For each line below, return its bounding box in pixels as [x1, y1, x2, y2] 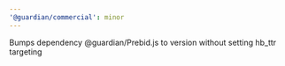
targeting [9, 46, 42, 57]
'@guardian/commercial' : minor [9, 12, 125, 22]
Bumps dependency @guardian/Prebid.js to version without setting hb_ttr [9, 37, 277, 48]
